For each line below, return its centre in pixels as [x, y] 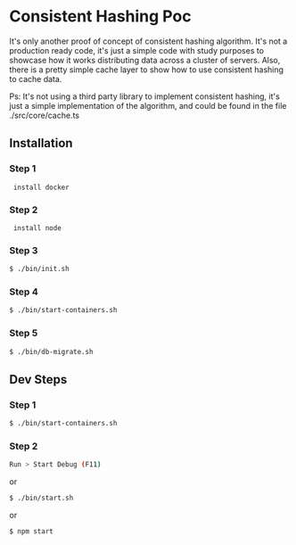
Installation [41, 143]
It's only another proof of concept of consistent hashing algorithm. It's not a [148, 41]
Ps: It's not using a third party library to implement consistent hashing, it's [145, 96]
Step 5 [24, 334]
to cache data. [36, 78]
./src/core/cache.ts [45, 115]
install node [37, 228]
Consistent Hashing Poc [100, 17]
